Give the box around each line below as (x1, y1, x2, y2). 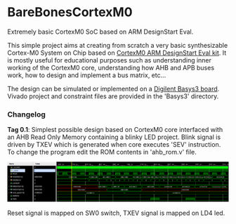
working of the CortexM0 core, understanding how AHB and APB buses (7, 63, 215, 72)
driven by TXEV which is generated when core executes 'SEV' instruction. (7, 140, 221, 149)
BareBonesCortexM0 (7, 4, 133, 20)
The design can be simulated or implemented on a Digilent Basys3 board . (7, 84, 220, 93)
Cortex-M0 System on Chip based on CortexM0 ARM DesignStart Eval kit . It (7, 48, 227, 57)
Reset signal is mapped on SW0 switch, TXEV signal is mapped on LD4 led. (7, 209, 225, 217)
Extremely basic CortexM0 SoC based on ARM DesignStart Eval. (7, 27, 194, 36)
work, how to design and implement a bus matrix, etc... (7, 71, 166, 79)
